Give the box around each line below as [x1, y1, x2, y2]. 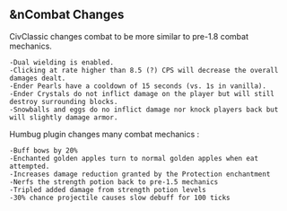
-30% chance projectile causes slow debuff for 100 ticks [9, 193, 230, 202]
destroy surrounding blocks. [9, 97, 118, 106]
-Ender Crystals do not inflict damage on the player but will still [9, 89, 275, 98]
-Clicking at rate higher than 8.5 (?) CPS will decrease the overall [9, 66, 279, 75]
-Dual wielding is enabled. [9, 57, 115, 66]
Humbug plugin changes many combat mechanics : [9, 128, 200, 139]
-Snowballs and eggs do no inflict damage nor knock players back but [9, 105, 279, 114]
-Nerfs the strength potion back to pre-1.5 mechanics [9, 177, 219, 187]
